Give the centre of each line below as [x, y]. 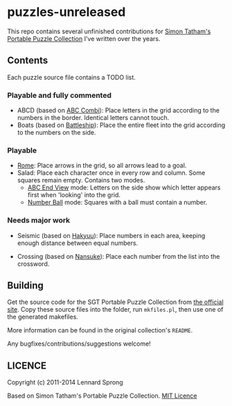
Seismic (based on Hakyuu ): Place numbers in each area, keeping [111, 235]
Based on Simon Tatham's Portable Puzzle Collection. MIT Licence [102, 396]
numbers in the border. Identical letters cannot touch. [93, 118]
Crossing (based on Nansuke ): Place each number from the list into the [118, 256]
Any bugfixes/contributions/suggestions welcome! [79, 344]
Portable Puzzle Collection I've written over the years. [84, 38]
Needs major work [39, 221]
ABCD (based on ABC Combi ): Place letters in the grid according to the [118, 110]
